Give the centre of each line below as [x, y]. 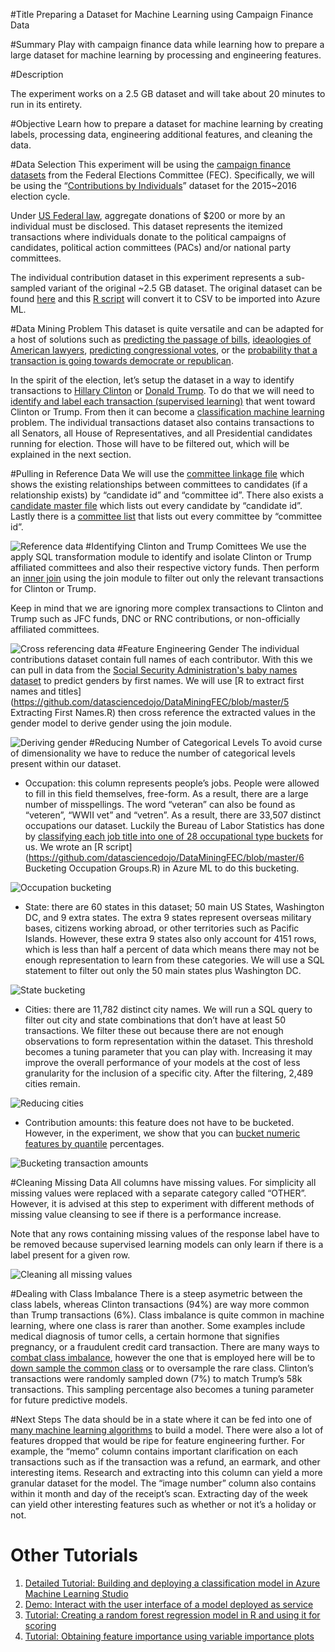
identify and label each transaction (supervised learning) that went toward [163, 401]
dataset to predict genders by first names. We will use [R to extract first [157, 680]
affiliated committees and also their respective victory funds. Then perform [165, 567]
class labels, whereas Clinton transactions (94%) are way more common [160, 1304]
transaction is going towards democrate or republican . [122, 360]
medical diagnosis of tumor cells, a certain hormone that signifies [145, 1336]
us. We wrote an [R [64, 847]
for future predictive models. [69, 1400]
